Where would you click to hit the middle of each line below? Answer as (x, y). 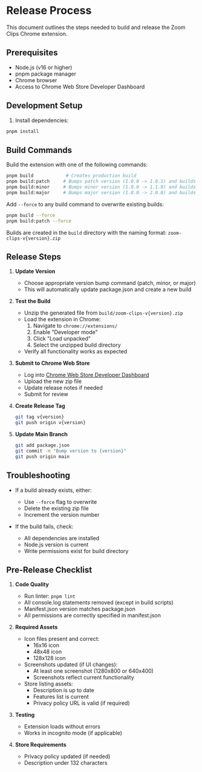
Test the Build (33, 301)
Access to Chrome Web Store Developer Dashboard (80, 87)
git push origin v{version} (50, 423)
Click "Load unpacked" (62, 339)
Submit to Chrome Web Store (52, 363)
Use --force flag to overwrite (60, 502)
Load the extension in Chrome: (62, 319)
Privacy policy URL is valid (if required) (81, 703)
